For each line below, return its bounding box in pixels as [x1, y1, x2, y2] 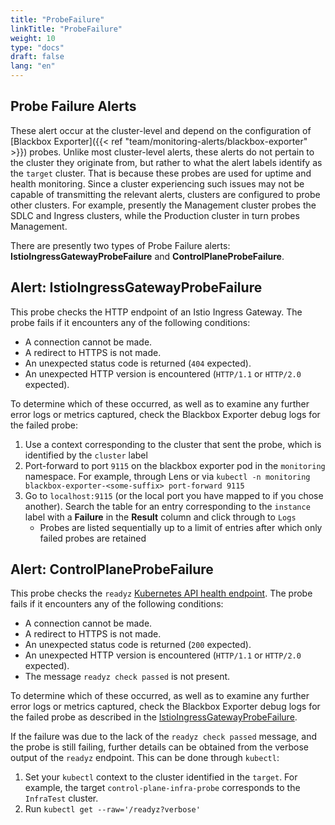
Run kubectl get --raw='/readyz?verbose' [24, 803, 201, 815]
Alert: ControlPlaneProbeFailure [10, 561, 214, 578]
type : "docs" [10, 42, 65, 53]
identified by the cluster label [24, 449, 148, 461]
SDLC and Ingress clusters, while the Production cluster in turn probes [10, 209, 300, 221]
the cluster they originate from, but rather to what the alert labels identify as [10, 156, 323, 168]
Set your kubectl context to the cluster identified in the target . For [24, 771, 298, 783]
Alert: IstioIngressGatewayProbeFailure [10, 279, 263, 296]
